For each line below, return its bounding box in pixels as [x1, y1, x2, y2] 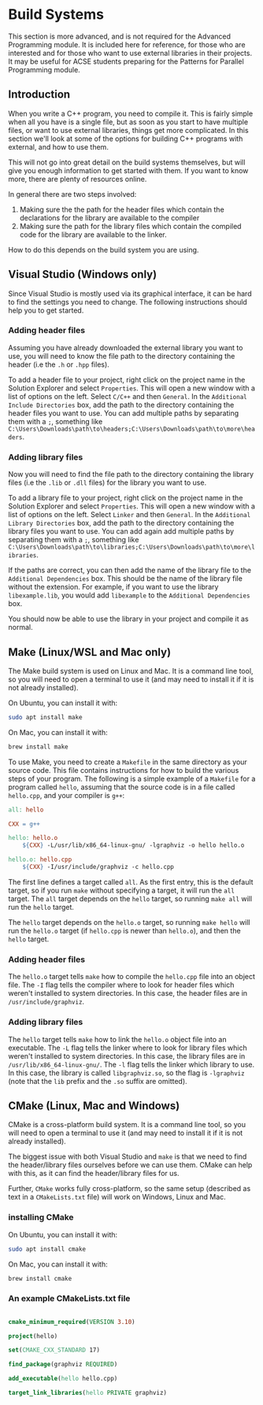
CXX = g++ [8, 820, 41, 828]
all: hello [8, 805, 44, 814]
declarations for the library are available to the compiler [19, 213, 200, 222]
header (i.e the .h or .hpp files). [8, 360, 110, 369]
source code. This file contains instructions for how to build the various [8, 765, 239, 775]
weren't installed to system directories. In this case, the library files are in [8, 1051, 246, 1060]
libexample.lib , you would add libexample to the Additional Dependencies [8, 590, 250, 600]
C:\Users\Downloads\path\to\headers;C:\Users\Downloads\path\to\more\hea [8, 425, 256, 433]
